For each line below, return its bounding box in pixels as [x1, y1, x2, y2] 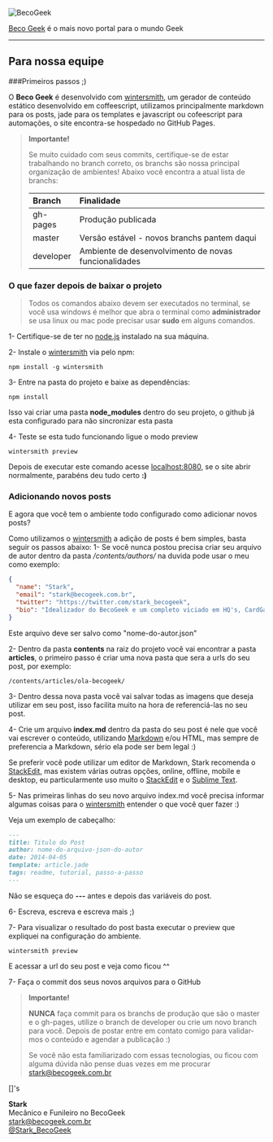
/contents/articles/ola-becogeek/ [8, 677, 126, 685]
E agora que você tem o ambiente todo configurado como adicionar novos [8, 509, 258, 519]
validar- [228, 1026, 254, 1035]
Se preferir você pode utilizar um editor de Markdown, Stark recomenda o [8, 758, 256, 767]
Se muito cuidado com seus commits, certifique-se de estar [28, 149, 229, 159]
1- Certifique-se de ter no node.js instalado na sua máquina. [8, 332, 210, 341]
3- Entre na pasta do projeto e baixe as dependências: [8, 377, 191, 387]
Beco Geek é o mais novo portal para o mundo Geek [8, 24, 184, 33]
